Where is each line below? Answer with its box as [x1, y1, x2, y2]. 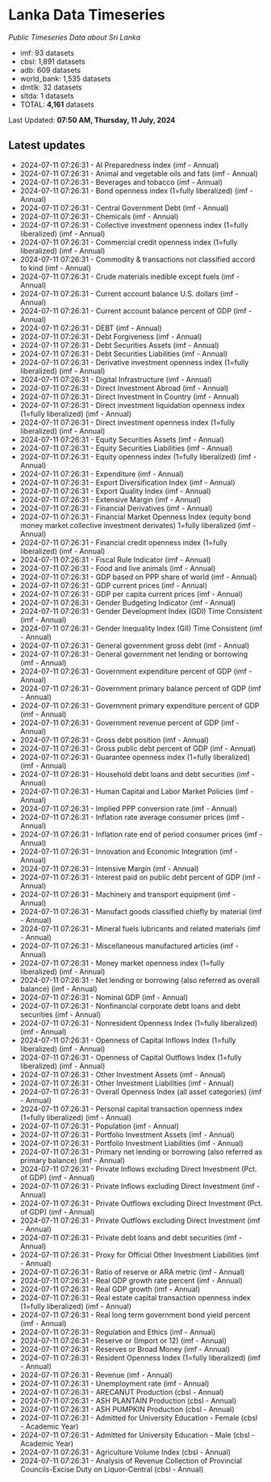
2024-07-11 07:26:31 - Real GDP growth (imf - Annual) [19, 1284, 201, 1294]
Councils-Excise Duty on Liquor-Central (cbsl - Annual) [19, 1464, 204, 1474]
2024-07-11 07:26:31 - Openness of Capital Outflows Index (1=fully [19, 1052, 242, 1062]
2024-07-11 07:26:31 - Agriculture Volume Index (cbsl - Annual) [19, 1447, 231, 1457]
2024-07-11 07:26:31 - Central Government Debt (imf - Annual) [19, 203, 229, 212]
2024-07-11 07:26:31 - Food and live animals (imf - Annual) [19, 563, 216, 573]
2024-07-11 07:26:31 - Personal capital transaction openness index [19, 1104, 244, 1114]
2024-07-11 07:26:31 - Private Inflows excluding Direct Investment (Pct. [19, 1164, 257, 1173]
